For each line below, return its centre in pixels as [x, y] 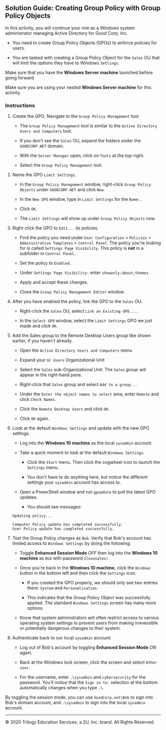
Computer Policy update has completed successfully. [68, 525]
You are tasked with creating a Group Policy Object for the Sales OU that [86, 57]
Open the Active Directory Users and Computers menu [76, 350]
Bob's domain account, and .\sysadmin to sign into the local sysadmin [75, 703]
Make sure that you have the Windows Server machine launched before [79, 72]
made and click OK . [39, 326]
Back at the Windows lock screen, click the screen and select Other [88, 662]
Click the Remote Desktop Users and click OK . [64, 409]
